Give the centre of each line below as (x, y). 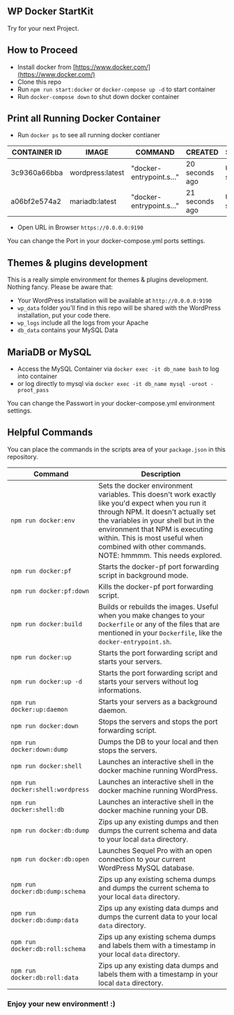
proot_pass (33, 390)
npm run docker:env (43, 520)
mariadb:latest (93, 201)
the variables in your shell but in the (156, 520)
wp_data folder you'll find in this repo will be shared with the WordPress (119, 308)
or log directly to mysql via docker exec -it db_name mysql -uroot (112, 384)
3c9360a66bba (37, 173)
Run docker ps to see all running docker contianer (88, 135)
